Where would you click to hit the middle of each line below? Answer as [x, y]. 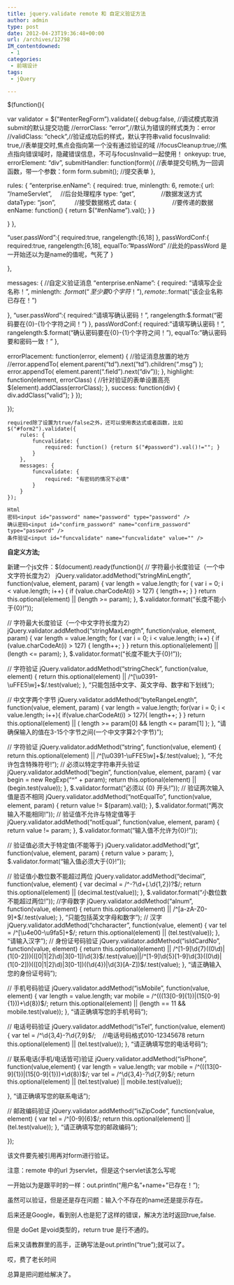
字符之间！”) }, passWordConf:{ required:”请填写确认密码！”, [138, 324]
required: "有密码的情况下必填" [87, 480]
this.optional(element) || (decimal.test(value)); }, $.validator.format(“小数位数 [117, 893]
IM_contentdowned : [34, 46]
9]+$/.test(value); [32, 917]
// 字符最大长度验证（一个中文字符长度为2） [71, 623]
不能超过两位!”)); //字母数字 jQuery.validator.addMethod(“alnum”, [100, 901]
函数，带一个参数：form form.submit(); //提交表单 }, [81, 171]
